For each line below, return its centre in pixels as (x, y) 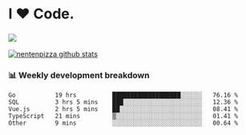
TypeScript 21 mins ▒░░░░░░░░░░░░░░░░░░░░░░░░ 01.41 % (123, 116)
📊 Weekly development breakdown (79, 75)
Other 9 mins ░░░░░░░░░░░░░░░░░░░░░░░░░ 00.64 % (123, 123)
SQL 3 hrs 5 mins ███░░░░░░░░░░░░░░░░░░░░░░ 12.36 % (123, 102)
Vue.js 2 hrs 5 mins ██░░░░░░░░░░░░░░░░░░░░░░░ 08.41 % (123, 109)
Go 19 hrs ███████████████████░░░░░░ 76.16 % (123, 95)
